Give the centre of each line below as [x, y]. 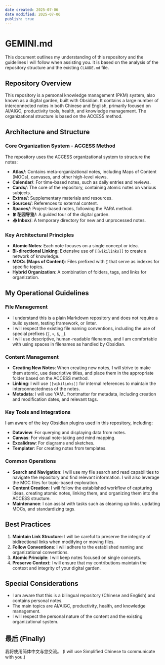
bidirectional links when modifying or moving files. [63, 542]
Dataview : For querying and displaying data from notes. [69, 433]
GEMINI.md [29, 43]
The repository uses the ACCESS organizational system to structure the [78, 157]
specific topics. [28, 267]
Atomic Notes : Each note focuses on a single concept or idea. [76, 246]
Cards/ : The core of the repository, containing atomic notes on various [84, 187]
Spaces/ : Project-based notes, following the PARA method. [72, 208]
